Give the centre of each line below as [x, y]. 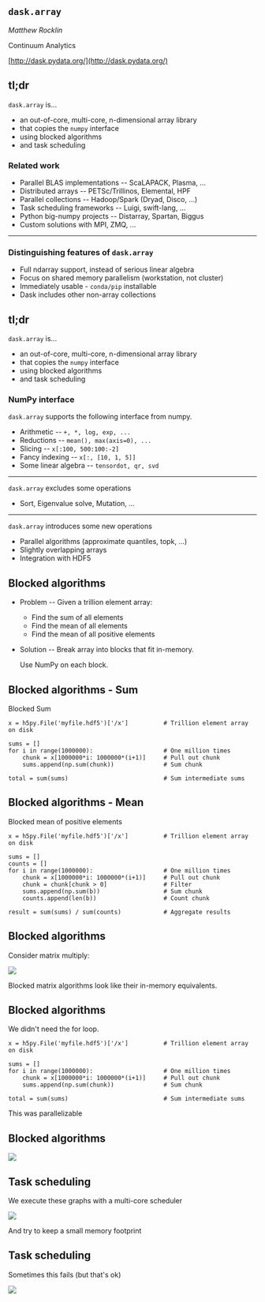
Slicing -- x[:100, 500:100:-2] [69, 448]
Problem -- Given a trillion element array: [86, 602]
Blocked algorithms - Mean [76, 803]
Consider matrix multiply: [49, 955]
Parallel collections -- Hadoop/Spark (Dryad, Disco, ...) [108, 199]
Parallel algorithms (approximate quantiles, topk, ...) [103, 542]
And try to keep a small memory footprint [75, 1231]
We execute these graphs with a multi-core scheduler [95, 1201]
